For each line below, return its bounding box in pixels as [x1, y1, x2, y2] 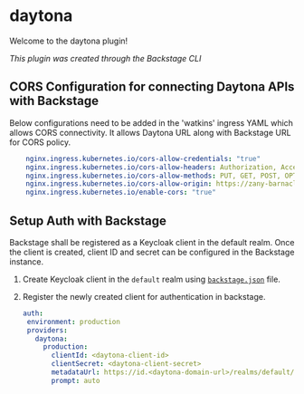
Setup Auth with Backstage [9, 213, 167, 228]
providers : [26, 325, 68, 335]
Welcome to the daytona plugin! [9, 35, 128, 46]
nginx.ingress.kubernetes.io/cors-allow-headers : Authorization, [25, 162, 278, 172]
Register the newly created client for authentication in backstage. [22, 291, 266, 302]
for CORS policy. [9, 137, 71, 148]
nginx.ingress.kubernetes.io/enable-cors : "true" [25, 187, 217, 197]
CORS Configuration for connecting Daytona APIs [9, 79, 295, 95]
